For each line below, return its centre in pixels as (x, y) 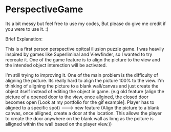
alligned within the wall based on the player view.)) (59, 124)
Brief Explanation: (24, 39)
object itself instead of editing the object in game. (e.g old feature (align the (85, 91)
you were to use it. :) (27, 29)
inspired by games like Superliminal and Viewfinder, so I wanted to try (79, 54)
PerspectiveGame (44, 9)
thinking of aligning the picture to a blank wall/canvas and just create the (82, 86)
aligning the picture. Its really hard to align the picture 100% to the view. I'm (85, 80)
